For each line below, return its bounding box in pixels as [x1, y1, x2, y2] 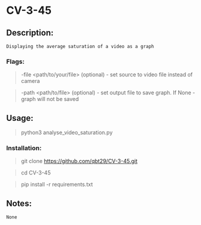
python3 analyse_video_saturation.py [20, 129, 113, 136]
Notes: [6, 198, 32, 208]
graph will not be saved [20, 96, 79, 103]
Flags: [6, 57, 25, 66]
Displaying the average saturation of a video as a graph [6, 43, 154, 49]
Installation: [6, 144, 42, 152]
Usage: [6, 112, 34, 123]
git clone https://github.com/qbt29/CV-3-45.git [20, 158, 138, 165]
